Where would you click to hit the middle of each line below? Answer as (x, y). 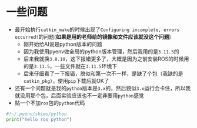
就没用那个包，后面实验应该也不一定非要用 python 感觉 (79, 95)
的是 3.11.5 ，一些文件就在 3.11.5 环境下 (70, 66)
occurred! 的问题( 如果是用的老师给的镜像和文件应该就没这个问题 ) (93, 36)
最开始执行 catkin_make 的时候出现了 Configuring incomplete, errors (97, 29)
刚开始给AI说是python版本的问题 (63, 44)
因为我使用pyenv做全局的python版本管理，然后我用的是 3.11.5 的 (101, 51)
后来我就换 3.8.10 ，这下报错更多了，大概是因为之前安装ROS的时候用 (106, 59)
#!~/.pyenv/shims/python (36, 114)
